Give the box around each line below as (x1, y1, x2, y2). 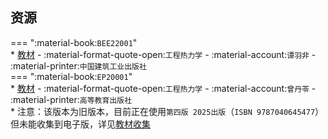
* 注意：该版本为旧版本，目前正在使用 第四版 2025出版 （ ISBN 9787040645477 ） (10, 105, 325, 117)
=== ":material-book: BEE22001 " (10, 36, 138, 48)
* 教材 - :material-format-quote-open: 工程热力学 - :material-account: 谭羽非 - (10, 48, 317, 60)
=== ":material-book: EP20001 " (10, 70, 133, 82)
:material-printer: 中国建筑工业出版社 (10, 59, 147, 72)
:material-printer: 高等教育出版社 (10, 93, 133, 105)
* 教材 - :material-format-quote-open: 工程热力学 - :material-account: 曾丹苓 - (10, 82, 317, 94)
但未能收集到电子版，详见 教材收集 (10, 118, 151, 130)
